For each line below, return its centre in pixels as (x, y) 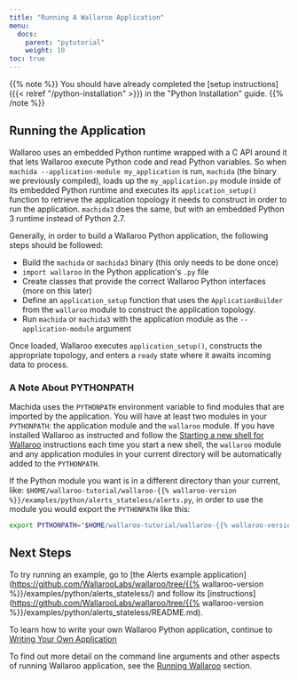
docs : (27, 34)
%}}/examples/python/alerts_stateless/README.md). (106, 612)
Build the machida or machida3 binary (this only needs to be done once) (150, 262)
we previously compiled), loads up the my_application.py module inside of (145, 180)
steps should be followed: (56, 244)
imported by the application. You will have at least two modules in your (138, 416)
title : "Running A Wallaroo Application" (87, 17)
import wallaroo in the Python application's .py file (115, 271)
